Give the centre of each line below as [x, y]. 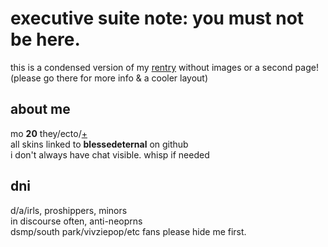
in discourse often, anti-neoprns [76, 221]
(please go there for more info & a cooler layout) [109, 78]
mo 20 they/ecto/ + [49, 133]
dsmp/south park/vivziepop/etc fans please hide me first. [128, 231]
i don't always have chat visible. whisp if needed [110, 154]
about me [40, 109]
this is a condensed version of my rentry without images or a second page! [164, 67]
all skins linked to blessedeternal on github [99, 144]
